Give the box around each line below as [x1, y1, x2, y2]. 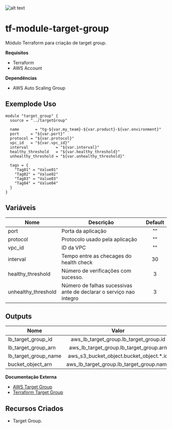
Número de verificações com [61, 267, 132, 274]
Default [145, 218, 164, 226]
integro [61, 295, 79, 302]
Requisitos [5, 49, 29, 56]
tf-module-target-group [5, 23, 109, 34]
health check [61, 259, 93, 266]
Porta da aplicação [61, 227, 106, 234]
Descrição [88, 218, 114, 226]
